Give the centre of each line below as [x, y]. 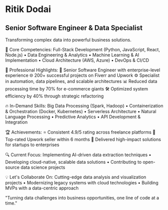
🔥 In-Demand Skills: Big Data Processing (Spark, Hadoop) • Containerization [84, 106]
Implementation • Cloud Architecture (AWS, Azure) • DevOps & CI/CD [77, 60]
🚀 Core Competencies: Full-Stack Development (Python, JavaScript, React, [83, 49]
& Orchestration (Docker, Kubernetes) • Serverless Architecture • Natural [81, 111]
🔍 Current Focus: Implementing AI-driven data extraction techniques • [78, 155]
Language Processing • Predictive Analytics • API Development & [73, 117]
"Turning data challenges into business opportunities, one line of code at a [82, 198]
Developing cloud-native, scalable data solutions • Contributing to [73, 162]
